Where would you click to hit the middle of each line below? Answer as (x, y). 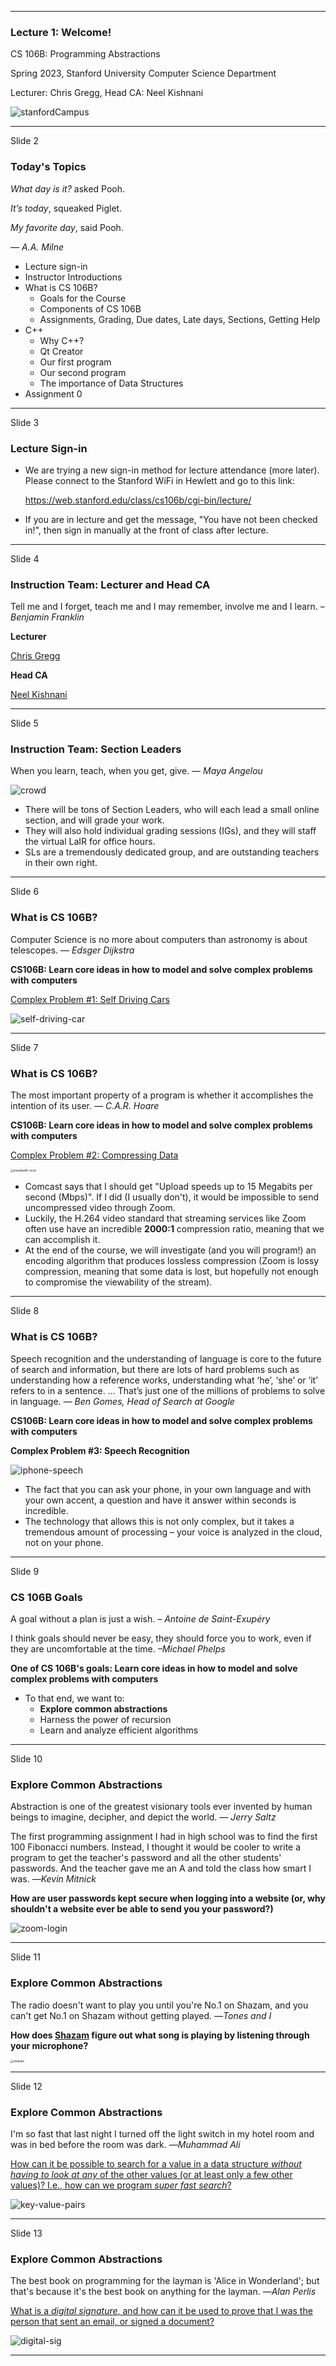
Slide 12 (26, 2086)
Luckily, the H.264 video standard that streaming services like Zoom (165, 1218)
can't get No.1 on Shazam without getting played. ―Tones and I (141, 2015)
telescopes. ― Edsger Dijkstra (72, 950)
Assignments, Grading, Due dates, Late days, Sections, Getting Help (180, 319)
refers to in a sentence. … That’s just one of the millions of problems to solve (168, 1390)
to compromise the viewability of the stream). (118, 1282)
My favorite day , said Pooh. (67, 227)
